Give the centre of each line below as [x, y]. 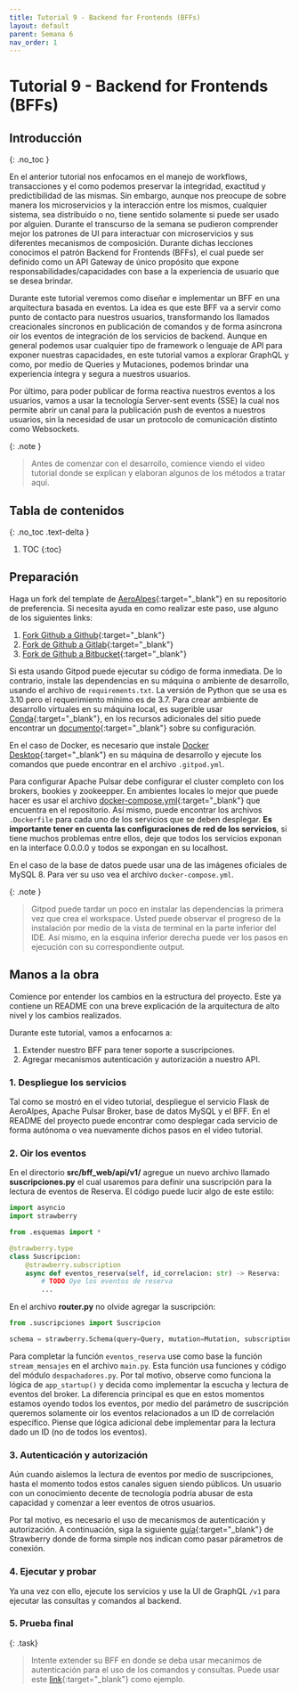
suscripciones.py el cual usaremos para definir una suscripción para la [141, 1182]
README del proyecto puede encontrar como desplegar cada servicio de [144, 1120]
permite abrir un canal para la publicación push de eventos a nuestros [137, 410]
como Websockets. [44, 429]
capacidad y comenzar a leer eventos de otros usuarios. [113, 1503]
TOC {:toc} [42, 550]
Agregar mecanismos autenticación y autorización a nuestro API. [141, 1059]
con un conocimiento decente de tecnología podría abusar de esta [131, 1493]
